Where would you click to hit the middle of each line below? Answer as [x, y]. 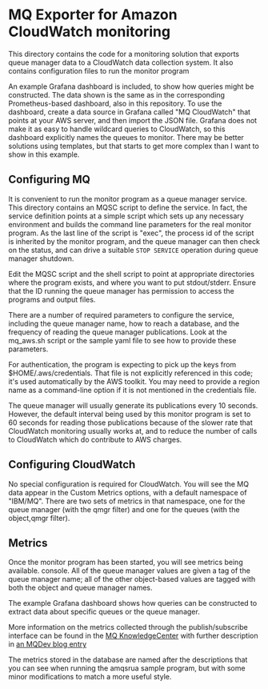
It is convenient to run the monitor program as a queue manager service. [128, 198]
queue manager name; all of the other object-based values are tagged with [132, 579]
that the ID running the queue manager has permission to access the [121, 290]
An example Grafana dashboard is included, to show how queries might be [131, 86]
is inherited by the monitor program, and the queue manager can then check [134, 241]
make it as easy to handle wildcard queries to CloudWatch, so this [117, 129]
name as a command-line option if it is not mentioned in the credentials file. [133, 390]
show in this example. [44, 154]
